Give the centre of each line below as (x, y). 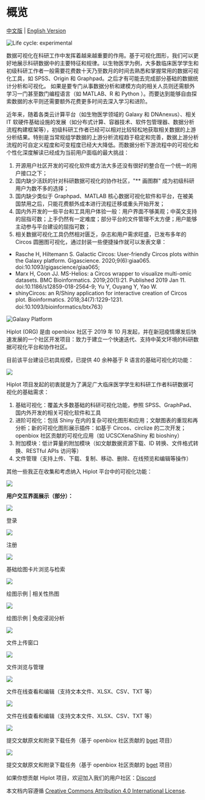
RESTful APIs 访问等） (54, 450)
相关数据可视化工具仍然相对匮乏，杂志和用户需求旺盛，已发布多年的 (101, 234)
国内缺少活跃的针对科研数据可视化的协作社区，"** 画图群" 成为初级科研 (105, 180)
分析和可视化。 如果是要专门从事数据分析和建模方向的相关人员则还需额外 (103, 86)
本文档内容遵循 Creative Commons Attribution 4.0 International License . (96, 791)
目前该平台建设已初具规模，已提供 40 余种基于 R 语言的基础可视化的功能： (100, 360)
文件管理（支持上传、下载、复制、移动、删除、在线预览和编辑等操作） (103, 458)
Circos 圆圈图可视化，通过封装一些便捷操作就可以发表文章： (91, 241)
